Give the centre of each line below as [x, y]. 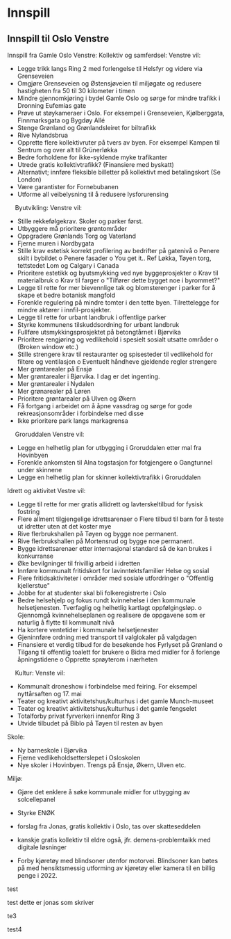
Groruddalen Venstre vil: [50, 434]
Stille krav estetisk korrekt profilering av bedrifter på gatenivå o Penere [118, 251]
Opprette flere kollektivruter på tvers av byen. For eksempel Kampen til [118, 143]
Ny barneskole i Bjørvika [52, 750]
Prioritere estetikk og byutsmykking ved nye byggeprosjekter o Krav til [118, 273]
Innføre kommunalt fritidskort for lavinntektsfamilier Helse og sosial [113, 571]
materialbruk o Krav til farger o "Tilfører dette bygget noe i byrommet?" [119, 280]
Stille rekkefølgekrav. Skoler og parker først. [80, 221]
